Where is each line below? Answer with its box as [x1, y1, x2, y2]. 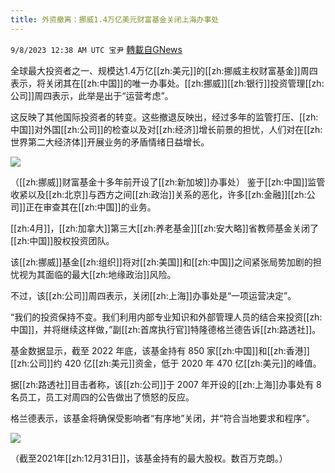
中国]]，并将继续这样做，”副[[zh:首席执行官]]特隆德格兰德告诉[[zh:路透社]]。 [10, 323, 322, 335]
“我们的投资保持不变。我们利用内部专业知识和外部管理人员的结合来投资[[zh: [10, 311, 323, 323]
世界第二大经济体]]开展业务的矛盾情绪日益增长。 [10, 136, 210, 148]
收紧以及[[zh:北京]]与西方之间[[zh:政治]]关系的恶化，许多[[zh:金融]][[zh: [10, 188, 307, 200]
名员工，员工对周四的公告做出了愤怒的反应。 [10, 391, 195, 403]
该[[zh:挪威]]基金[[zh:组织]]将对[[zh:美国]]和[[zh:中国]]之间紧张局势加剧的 [10, 256, 313, 268]
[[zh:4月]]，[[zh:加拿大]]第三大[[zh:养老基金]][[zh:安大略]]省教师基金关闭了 [10, 222, 319, 234]
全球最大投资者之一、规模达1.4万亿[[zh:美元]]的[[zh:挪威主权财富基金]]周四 [10, 64, 318, 76]
